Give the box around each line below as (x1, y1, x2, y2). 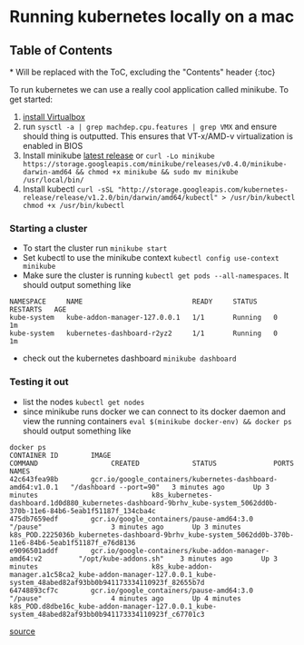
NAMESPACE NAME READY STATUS (9, 297, 258, 306)
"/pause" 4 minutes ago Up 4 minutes (9, 593, 242, 603)
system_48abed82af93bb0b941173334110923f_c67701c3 (9, 610, 205, 619)
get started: (9, 94, 53, 104)
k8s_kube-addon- (151, 561, 213, 571)
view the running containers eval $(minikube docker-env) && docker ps (22, 415, 292, 426)
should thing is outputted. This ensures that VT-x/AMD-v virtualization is (22, 131, 293, 142)
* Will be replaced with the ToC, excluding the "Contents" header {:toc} (9, 66, 276, 77)
